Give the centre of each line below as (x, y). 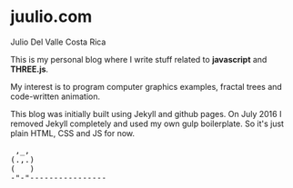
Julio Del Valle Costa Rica (58, 42)
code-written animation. (56, 96)
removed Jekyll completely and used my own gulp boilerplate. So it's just (147, 124)
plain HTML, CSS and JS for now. (73, 133)
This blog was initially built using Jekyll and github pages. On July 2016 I (146, 114)
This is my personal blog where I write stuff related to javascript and (139, 59)
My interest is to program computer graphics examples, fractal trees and (146, 86)
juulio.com (51, 17)
